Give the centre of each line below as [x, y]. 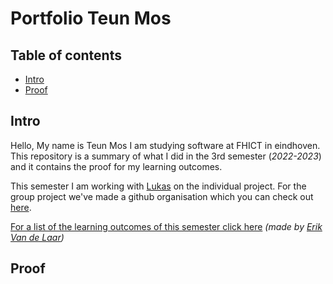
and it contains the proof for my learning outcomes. [116, 166]
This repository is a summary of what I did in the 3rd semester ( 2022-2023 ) [166, 156]
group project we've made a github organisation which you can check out [162, 196]
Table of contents [66, 55]
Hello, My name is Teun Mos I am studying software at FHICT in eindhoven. [165, 145]
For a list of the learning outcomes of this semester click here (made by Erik [166, 226]
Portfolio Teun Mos [91, 18]
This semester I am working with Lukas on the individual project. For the [158, 186]
